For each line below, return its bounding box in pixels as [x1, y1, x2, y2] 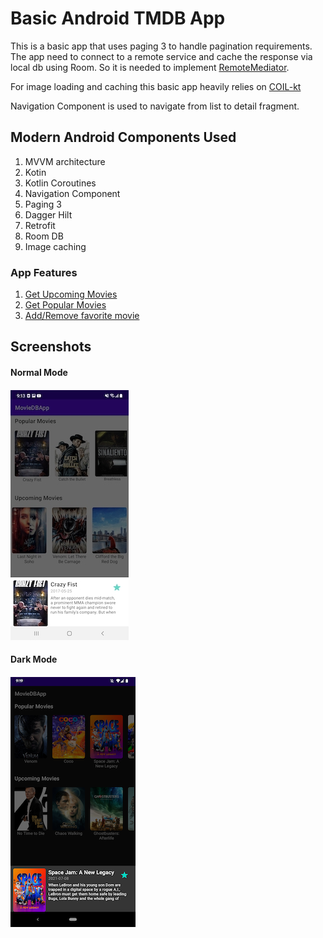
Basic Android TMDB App [10, 7, 226, 30]
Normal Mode [10, 367, 68, 379]
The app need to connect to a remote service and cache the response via [10, 50, 313, 62]
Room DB [24, 230, 64, 242]
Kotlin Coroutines [24, 177, 97, 189]
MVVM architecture [24, 155, 106, 167]
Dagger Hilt [24, 208, 73, 221]
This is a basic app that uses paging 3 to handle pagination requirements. [10, 40, 313, 52]
